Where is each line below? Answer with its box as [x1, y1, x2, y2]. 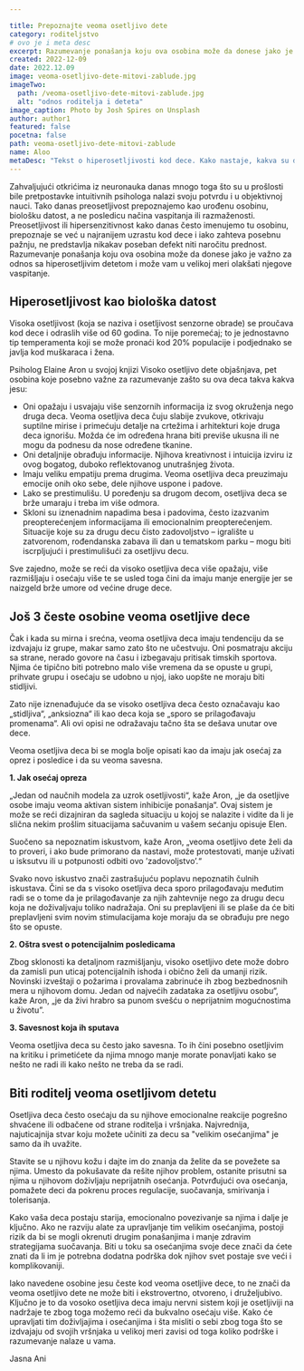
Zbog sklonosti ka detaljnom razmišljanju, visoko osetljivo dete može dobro [9, 957, 290, 967]
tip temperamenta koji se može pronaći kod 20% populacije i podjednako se [9, 337, 292, 348]
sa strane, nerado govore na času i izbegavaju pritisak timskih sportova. [9, 652, 278, 663]
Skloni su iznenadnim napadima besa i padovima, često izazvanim [22, 507, 270, 518]
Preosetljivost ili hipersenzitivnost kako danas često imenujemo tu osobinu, [9, 219, 290, 230]
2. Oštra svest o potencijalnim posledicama [9, 939, 176, 950]
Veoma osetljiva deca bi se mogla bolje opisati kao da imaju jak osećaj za [9, 745, 282, 756]
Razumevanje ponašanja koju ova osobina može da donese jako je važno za [9, 248, 292, 259]
